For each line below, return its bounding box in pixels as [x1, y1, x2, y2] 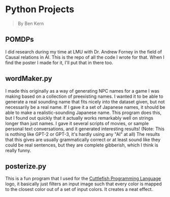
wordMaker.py [5, 74, 52, 83]
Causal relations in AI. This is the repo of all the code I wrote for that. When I [5, 54, 165, 60]
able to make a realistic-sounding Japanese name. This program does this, [5, 109, 161, 116]
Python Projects [5, 4, 75, 15]
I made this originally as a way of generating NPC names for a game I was [5, 88, 160, 94]
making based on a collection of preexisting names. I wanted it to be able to [5, 93, 163, 99]
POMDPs [5, 35, 34, 44]
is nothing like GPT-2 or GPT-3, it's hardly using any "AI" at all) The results [5, 131, 160, 137]
